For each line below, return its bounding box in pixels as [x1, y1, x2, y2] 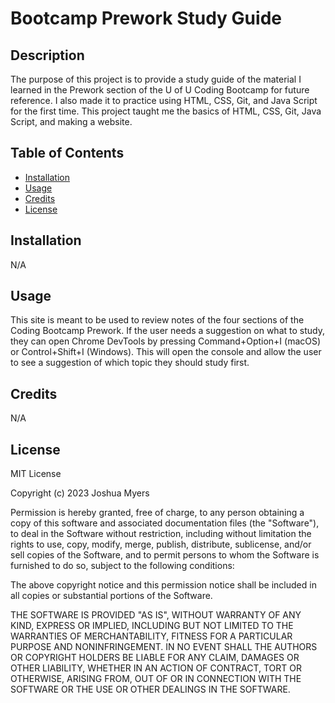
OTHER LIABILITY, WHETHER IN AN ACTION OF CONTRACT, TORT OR [10, 662, 302, 674]
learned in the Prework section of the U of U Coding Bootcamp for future [10, 84, 310, 96]
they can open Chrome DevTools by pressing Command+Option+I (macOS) [10, 335, 322, 347]
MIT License [10, 468, 62, 480]
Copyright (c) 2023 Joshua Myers [10, 487, 150, 499]
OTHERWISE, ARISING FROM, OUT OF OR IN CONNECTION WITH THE [10, 673, 302, 685]
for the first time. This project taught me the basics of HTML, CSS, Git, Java [10, 105, 322, 117]
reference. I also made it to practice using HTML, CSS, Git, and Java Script [10, 95, 318, 106]
